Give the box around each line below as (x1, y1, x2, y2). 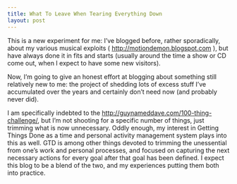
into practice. (7, 168, 46, 177)
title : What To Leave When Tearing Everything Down (7, 10, 162, 18)
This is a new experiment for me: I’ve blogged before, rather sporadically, (7, 36, 221, 44)
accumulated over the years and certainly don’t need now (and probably (7, 87, 217, 96)
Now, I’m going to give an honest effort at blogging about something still (7, 72, 217, 81)
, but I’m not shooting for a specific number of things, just (37, 116, 205, 124)
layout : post (7, 17, 46, 24)
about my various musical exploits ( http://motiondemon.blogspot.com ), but (7, 44, 229, 52)
